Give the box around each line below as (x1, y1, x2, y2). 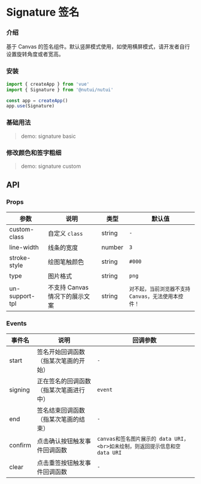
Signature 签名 (6, 5, 80, 19)
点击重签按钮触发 (36, 458, 86, 467)
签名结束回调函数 (36, 406, 86, 414)
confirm (9, 441, 32, 449)
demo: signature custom (20, 163, 81, 170)
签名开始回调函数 (36, 347, 86, 356)
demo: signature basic (20, 133, 77, 140)
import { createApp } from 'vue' (6, 81, 90, 87)
